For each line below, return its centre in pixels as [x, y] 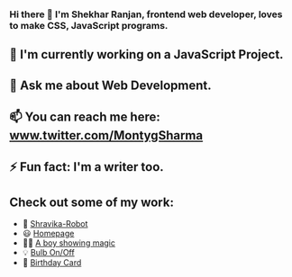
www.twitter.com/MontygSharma [106, 135]
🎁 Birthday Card [52, 263]
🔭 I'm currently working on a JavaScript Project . [146, 54]
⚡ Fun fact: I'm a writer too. [87, 167]
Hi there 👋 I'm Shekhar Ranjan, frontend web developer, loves [146, 14]
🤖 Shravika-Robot [55, 224]
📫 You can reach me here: [85, 117]
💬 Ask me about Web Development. [110, 85]
